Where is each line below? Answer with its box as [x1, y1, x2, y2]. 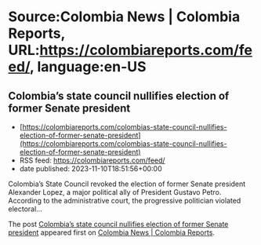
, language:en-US [30, 58, 147, 76]
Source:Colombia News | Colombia [8, 8, 241, 26]
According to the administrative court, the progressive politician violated [8, 196, 241, 205]
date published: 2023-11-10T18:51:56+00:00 [19, 164, 162, 173]
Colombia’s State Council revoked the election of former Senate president [8, 179, 246, 188]
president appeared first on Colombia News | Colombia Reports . [8, 228, 216, 237]
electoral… [8, 204, 43, 214]
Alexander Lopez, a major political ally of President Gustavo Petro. [8, 188, 222, 196]
